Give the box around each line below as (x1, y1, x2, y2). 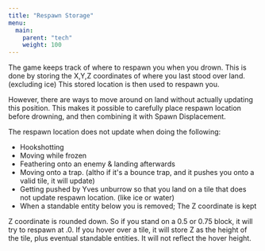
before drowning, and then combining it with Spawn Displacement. (8, 112, 226, 121)
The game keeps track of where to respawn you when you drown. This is (8, 63, 248, 72)
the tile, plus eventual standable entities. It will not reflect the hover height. (8, 234, 252, 243)
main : (15, 26, 34, 34)
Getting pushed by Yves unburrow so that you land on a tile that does (19, 184, 247, 194)
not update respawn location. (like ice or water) (19, 193, 175, 203)
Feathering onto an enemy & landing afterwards (19, 159, 176, 169)
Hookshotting (19, 143, 65, 152)
